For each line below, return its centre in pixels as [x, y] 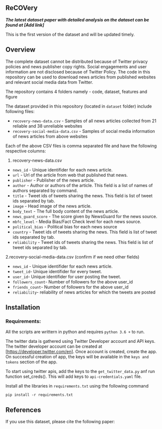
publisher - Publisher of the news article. [54, 180]
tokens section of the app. [32, 362]
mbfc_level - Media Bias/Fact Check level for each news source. [77, 222]
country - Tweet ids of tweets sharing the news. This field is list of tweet [85, 232]
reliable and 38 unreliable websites [47, 126]
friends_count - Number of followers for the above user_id [71, 287]
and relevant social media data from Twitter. [49, 82]
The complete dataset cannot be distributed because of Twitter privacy [77, 61]
